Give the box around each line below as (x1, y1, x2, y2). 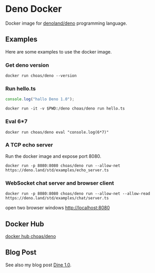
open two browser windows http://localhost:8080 (5, 205, 110, 211)
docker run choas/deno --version (5, 73, 77, 79)
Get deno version (5, 61, 49, 68)
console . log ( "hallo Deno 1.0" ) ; (5, 97, 74, 102)
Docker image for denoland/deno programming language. (5, 20, 127, 26)
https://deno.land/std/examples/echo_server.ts (5, 168, 109, 173)
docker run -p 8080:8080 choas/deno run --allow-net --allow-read (5, 191, 150, 196)
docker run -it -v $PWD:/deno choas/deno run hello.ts (5, 106, 125, 111)
